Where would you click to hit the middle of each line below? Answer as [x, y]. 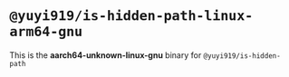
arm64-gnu [46, 32]
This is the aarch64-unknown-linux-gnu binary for [106, 55]
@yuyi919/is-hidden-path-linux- [131, 16]
